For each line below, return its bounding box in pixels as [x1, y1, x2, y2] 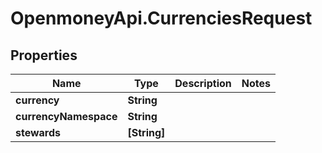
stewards [15, 126, 61, 139]
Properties [10, 47, 78, 64]
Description [174, 77, 232, 90]
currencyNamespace [15, 110, 118, 123]
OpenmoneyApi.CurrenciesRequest [10, 7, 313, 30]
